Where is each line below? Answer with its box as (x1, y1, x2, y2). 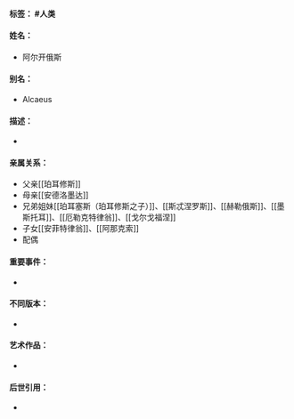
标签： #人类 (9, 8, 56, 19)
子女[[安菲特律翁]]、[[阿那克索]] (21, 223, 140, 234)
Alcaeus (21, 94, 53, 104)
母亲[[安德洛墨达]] (21, 189, 89, 200)
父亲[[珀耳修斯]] (21, 179, 82, 189)
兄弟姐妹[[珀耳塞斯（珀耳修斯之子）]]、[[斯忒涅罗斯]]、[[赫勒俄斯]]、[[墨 (21, 201, 285, 212)
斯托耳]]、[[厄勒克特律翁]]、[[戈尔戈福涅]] (21, 212, 176, 222)
